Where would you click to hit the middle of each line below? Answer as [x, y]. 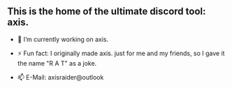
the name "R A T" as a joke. [57, 63]
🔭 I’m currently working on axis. [63, 39]
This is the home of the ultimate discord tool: [107, 12]
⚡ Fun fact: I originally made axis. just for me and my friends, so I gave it [121, 53]
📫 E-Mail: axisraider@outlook [60, 77]
